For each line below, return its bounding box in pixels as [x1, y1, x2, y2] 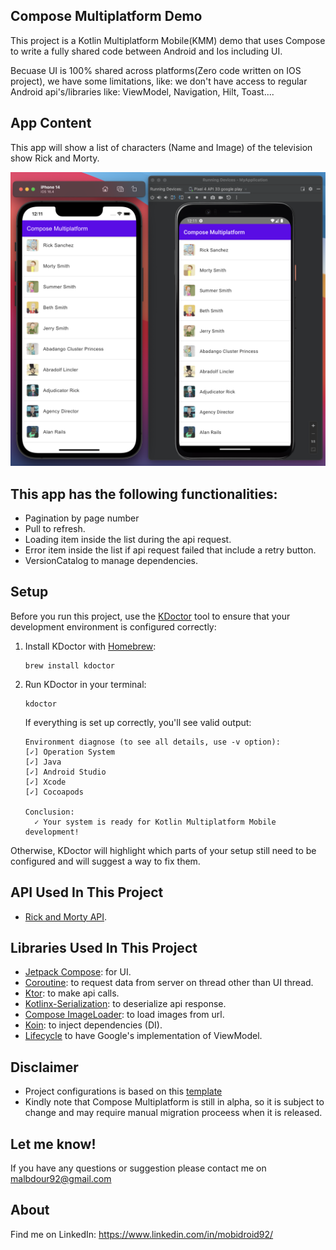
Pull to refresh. [24, 522, 86, 534]
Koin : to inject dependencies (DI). [24, 1019, 163, 1031]
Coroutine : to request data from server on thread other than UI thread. [24, 977, 314, 989]
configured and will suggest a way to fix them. [10, 855, 201, 867]
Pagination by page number [24, 512, 140, 524]
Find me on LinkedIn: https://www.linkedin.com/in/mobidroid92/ [10, 1228, 274, 1240]
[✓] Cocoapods [24, 787, 84, 797]
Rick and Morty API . [24, 910, 108, 923]
